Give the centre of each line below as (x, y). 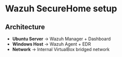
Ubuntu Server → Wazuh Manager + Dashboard (61, 39)
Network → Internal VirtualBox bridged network (61, 49)
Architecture (25, 27)
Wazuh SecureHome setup (61, 9)
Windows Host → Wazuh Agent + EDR (52, 44)
